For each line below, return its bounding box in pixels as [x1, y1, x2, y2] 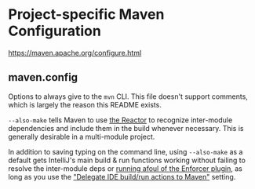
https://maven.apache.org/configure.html [8, 48, 142, 57]
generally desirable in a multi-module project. [8, 132, 155, 141]
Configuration [8, 22, 102, 40]
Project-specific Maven [8, 5, 165, 24]
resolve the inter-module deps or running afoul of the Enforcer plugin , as [8, 163, 243, 173]
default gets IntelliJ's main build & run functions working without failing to [8, 155, 246, 165]
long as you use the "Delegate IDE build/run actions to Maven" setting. [8, 172, 236, 181]
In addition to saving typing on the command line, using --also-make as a [8, 147, 243, 156]
